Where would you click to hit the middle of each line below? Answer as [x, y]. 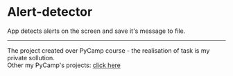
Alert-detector [50, 12]
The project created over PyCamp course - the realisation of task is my [109, 50]
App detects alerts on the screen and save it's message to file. [96, 31]
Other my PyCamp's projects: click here [64, 65]
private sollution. [31, 58]
